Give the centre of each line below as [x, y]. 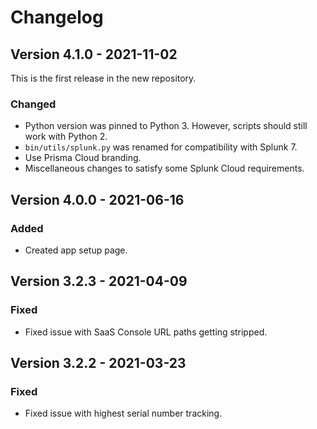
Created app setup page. [76, 250]
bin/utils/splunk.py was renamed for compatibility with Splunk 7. [161, 147]
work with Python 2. [66, 137]
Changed [33, 104]
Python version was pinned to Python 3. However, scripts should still [166, 126]
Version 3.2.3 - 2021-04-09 [99, 281]
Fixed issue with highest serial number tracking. [123, 413]
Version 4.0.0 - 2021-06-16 [97, 199]
